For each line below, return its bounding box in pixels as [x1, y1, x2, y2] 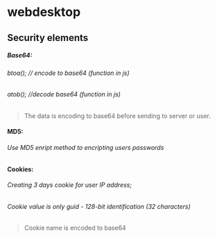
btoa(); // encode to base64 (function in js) [7, 69, 130, 77]
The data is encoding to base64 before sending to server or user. [24, 112, 211, 120]
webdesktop [7, 4, 81, 20]
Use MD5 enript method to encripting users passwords [7, 143, 164, 151]
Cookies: [7, 164, 34, 173]
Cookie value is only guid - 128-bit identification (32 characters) [7, 202, 191, 210]
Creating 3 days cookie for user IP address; [7, 181, 132, 189]
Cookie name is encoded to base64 [24, 223, 126, 232]
